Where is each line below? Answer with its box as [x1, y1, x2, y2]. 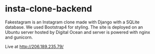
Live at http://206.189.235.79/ [5, 43, 64, 49]
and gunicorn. [5, 34, 33, 40]
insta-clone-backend [5, 3, 92, 14]
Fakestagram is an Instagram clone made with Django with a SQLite [5, 19, 139, 25]
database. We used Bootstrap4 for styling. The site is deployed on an [5, 24, 143, 30]
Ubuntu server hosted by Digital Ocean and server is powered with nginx [5, 29, 150, 35]
